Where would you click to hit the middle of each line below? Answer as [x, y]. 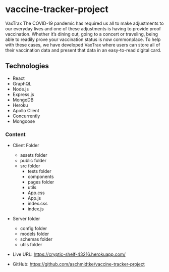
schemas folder [36, 239]
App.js [34, 198]
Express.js [23, 94]
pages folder [41, 182]
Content [16, 134]
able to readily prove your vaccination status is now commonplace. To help [83, 39]
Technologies [27, 66]
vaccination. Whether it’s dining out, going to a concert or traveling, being [81, 34]
